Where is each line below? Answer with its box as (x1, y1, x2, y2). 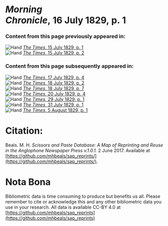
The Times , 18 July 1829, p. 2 (23, 79, 85, 86)
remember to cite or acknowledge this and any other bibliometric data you (5, 198, 162, 204)
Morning (5, 4, 43, 15)
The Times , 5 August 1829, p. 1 (23, 107, 88, 113)
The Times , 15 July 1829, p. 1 (23, 45, 83, 51)
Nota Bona (5, 176, 51, 188)
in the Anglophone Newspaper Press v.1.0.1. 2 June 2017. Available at (5, 147, 150, 153)
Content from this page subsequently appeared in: (5, 63, 134, 70)
